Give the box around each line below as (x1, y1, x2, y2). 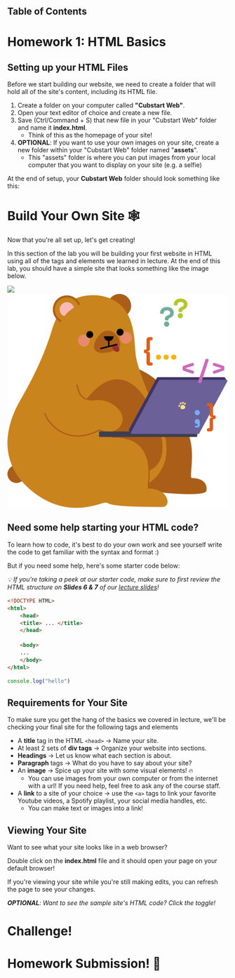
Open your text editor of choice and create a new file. (17, 109, 173, 117)
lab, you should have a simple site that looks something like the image (7, 264, 209, 273)
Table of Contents (7, 6, 88, 18)
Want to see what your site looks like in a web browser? (7, 843, 168, 852)
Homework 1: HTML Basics (7, 34, 166, 50)
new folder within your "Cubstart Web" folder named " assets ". (17, 146, 199, 154)
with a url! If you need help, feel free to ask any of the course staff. (27, 782, 221, 790)
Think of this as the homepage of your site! (27, 131, 153, 140)
